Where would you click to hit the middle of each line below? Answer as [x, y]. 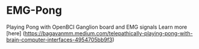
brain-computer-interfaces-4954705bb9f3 [59, 39]
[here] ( [16, 33]
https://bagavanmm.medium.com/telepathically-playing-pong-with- [109, 33]
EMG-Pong [34, 10]
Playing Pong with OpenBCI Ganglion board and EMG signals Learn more [97, 27]
